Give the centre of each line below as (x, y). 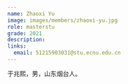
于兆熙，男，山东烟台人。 (44, 73)
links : (17, 46)
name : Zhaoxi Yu (31, 14)
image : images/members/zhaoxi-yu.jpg (63, 20)
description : (26, 40)
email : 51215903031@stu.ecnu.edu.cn (67, 53)
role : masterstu (31, 27)
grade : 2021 (25, 33)
